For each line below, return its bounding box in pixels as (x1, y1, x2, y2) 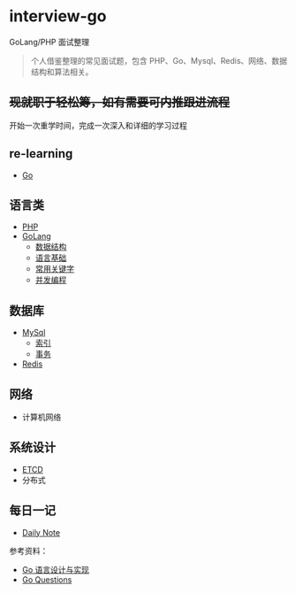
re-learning (9, 146, 73, 161)
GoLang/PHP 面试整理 (9, 36, 90, 47)
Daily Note (21, 527, 60, 537)
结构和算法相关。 (30, 66, 94, 77)
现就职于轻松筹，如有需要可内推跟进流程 (9, 95, 230, 110)
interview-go (9, 6, 107, 27)
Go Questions (21, 574, 72, 585)
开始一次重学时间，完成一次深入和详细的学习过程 (9, 119, 187, 130)
